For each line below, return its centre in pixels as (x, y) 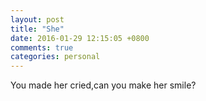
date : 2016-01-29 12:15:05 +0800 (80, 38)
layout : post (37, 19)
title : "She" (37, 29)
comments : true (42, 47)
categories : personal (55, 57)
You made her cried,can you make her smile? (103, 85)
